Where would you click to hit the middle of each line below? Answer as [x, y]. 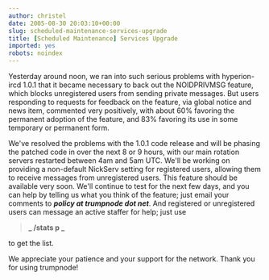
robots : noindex [35, 53]
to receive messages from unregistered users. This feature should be [123, 178]
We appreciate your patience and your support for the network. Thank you [132, 259]
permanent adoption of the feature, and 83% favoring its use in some [123, 119]
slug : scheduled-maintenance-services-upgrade [88, 31]
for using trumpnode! [43, 267]
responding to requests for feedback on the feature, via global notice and [130, 102]
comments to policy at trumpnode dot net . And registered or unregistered [132, 203]
